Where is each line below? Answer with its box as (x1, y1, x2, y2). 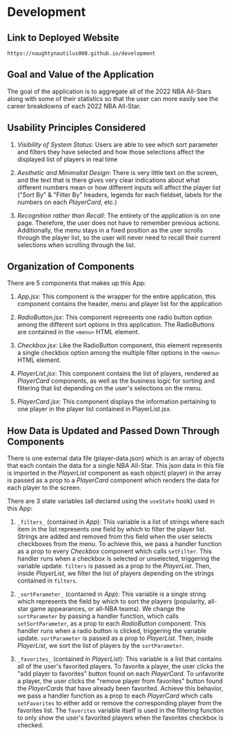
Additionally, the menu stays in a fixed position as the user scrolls (17, 226, 203, 234)
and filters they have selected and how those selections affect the (17, 147, 205, 156)
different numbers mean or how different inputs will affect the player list (17, 183, 221, 191)
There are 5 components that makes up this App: (7, 279, 146, 287)
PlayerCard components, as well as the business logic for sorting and (17, 376, 215, 385)
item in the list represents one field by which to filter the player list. (17, 525, 207, 534)
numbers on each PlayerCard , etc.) (17, 198, 117, 206)
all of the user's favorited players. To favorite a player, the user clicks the (17, 662, 224, 671)
